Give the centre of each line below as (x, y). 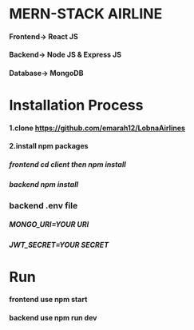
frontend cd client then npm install (67, 164)
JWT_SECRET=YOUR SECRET (59, 245)
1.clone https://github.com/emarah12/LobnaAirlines (97, 128)
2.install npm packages (49, 146)
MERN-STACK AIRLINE (86, 14)
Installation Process (76, 105)
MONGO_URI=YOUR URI (49, 225)
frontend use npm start (48, 300)
